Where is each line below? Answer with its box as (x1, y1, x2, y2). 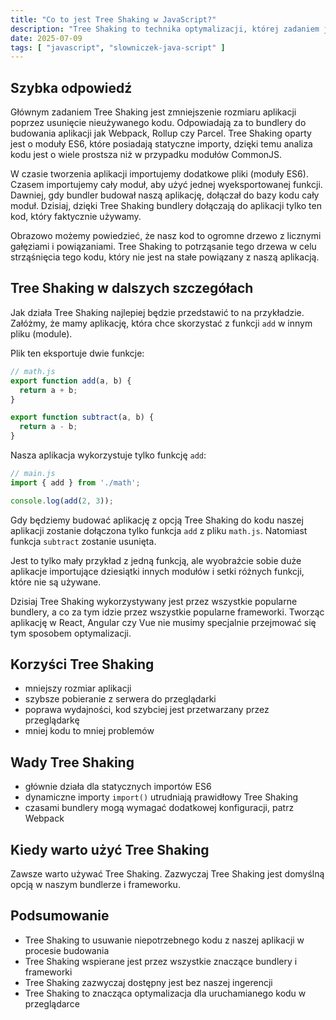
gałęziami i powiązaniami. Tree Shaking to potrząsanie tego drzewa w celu (10, 241, 317, 253)
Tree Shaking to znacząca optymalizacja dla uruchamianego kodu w (24, 987, 307, 999)
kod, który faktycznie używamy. (10, 211, 142, 223)
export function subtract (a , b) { (10, 412, 155, 423)
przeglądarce (24, 997, 80, 1010)
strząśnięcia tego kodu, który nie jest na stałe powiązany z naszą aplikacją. (10, 251, 320, 263)
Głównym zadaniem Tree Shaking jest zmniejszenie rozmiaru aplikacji (10, 106, 297, 118)
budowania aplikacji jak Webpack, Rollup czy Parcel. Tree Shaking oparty (10, 127, 312, 140)
